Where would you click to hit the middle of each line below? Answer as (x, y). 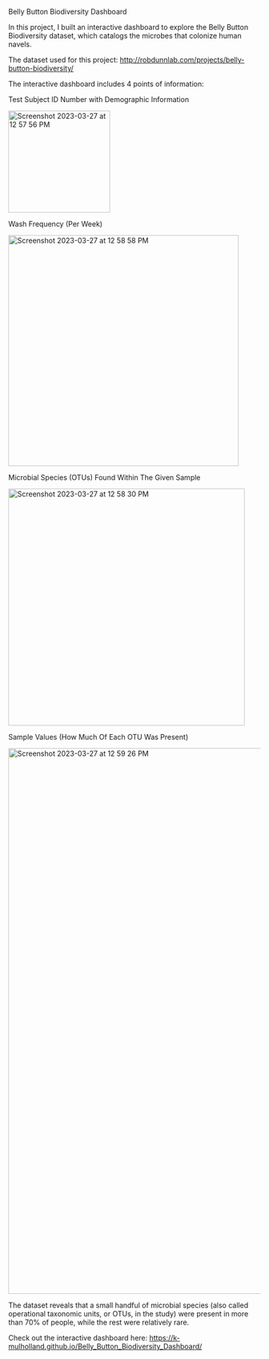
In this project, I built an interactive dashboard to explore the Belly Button (128, 27)
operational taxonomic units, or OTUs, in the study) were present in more (128, 1314)
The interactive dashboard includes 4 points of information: (106, 84)
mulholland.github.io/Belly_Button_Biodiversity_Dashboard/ (105, 1346)
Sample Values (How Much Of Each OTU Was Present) (98, 737)
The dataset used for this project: (63, 60)
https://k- (165, 1338)
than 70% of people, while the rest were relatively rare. (99, 1322)
